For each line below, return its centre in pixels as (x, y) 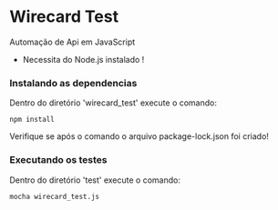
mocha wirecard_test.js (55, 196)
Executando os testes (58, 160)
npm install (32, 120)
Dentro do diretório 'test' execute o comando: (95, 180)
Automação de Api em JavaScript (72, 42)
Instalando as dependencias (73, 83)
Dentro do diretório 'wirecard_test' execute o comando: (113, 103)
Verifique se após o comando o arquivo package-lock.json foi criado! (139, 136)
